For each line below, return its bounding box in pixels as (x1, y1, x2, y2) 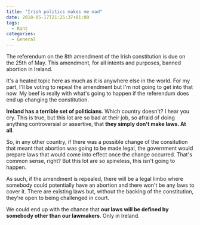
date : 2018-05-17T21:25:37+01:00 (6, 14, 90, 20)
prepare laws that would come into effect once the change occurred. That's (6, 151, 193, 158)
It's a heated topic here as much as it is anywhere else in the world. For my (6, 77, 190, 84)
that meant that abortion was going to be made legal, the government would (6, 144, 193, 152)
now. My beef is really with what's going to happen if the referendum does (6, 90, 189, 97)
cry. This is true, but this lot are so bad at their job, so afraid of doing (6, 114, 175, 121)
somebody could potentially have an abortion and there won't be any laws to (6, 181, 195, 189)
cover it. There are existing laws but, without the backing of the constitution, (6, 188, 194, 195)
